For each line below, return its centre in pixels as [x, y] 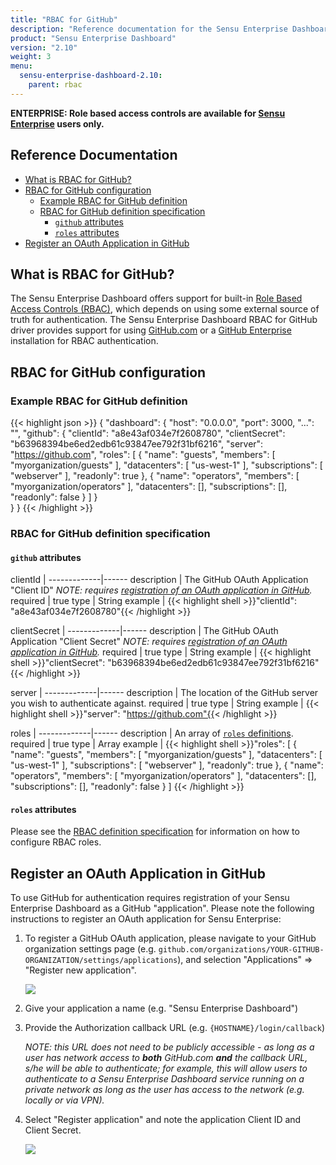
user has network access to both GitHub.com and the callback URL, [166, 1058]
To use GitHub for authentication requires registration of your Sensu [150, 898]
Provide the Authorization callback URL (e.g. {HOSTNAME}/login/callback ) [174, 1028]
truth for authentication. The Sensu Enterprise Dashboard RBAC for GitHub [164, 320]
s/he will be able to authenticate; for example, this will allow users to [166, 1068]
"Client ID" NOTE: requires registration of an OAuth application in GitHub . [161, 590]
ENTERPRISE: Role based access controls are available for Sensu [148, 113]
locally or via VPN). [64, 1100]
